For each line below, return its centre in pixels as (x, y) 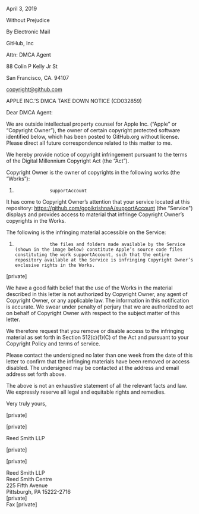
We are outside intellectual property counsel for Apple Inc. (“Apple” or (91, 124)
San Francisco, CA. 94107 (38, 78)
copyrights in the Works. (36, 221)
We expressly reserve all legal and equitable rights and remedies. (86, 392)
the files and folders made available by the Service (117, 244)
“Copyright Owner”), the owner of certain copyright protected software (93, 130)
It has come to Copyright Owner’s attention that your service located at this (98, 202)
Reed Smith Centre (29, 479)
